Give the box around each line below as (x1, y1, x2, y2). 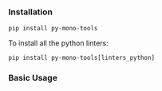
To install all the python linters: (8, 38, 109, 48)
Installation (8, 6, 53, 18)
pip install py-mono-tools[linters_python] (8, 54, 156, 62)
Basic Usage (8, 73, 58, 84)
